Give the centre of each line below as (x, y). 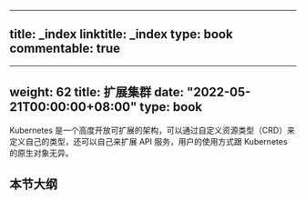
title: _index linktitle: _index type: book (122, 34)
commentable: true (65, 49)
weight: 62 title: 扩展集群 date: (97, 92)
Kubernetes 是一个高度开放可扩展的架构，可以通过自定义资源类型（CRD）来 (153, 130)
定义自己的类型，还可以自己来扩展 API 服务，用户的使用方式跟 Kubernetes (149, 141)
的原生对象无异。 (41, 153)
